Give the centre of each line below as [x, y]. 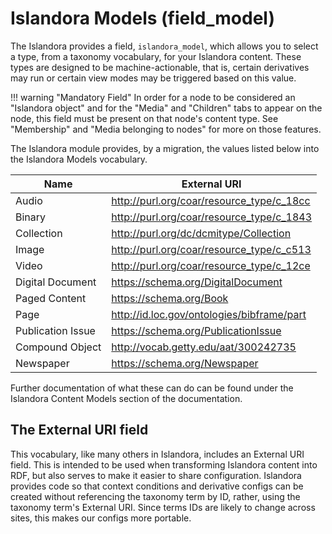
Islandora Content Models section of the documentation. [126, 398]
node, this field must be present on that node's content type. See [144, 118]
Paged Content [51, 298]
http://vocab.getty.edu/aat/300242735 [204, 347]
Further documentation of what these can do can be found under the [152, 388]
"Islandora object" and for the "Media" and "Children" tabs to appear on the [166, 108]
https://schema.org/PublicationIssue [196, 330]
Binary [31, 217]
